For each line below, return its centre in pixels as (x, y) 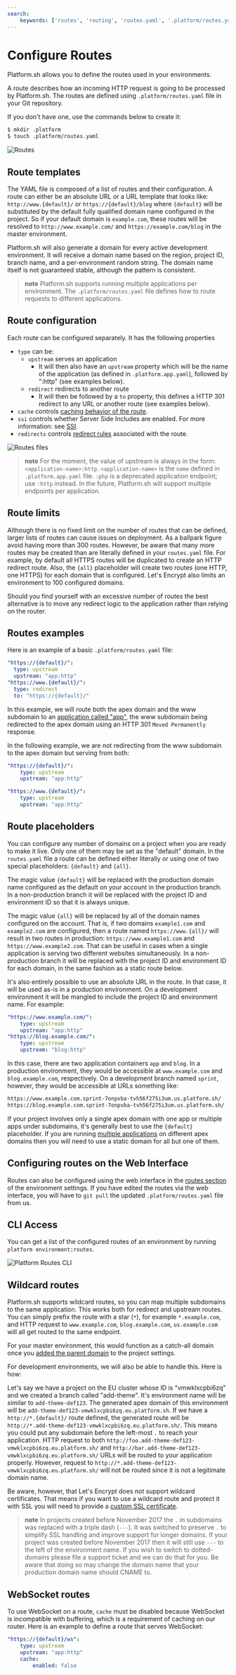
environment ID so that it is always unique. (68, 902)
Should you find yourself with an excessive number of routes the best (108, 596)
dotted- (202, 1550)
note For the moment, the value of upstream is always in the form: (120, 461)
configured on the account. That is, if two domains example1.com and (106, 923)
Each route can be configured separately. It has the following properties (111, 337)
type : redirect (36, 689)
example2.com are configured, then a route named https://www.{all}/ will (113, 930)
